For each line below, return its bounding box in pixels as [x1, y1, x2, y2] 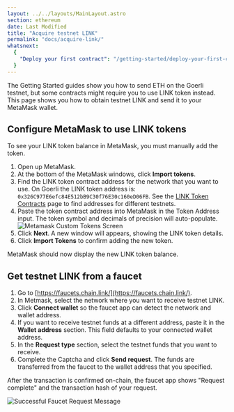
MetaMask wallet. [7, 103, 58, 111]
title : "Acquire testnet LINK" [7, 29, 98, 37]
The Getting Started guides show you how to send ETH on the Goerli [7, 81, 204, 89]
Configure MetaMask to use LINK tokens [7, 123, 187, 136]
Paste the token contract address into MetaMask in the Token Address [17, 207, 219, 216]
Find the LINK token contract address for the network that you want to [17, 177, 219, 186]
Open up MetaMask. [17, 163, 77, 171]
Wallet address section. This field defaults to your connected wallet [17, 326, 212, 334]
